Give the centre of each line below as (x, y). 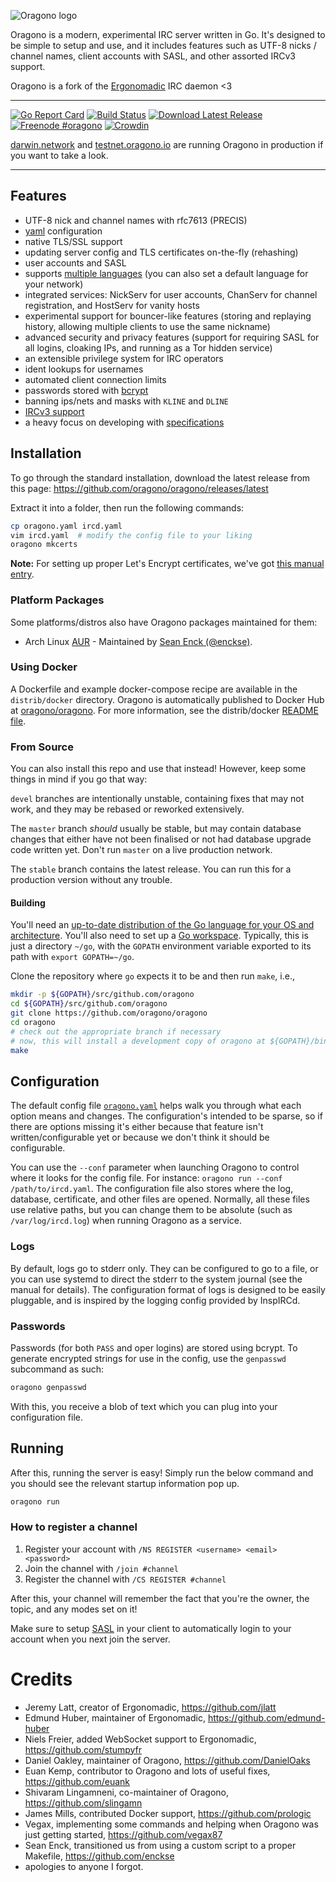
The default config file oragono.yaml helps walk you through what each (156, 1106)
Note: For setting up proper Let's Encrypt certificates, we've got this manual (167, 564)
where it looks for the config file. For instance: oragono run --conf (146, 1178)
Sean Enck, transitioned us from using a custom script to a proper (160, 1845)
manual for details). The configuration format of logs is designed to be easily (168, 1289)
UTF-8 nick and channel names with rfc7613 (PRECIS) (136, 220)
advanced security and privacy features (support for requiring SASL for (172, 337)
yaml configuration (63, 231)
